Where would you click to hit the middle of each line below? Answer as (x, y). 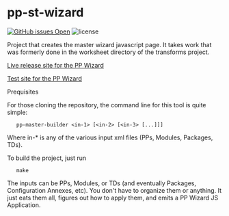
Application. (24, 205)
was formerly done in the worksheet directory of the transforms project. (108, 52)
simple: (17, 112)
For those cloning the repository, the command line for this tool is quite (107, 105)
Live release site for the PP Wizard (56, 65)
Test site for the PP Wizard (44, 78)
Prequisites (23, 92)
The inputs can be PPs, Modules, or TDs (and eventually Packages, (102, 183)
